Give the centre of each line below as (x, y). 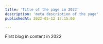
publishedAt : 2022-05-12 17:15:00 (40, 18)
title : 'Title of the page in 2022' (42, 9)
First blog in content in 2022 (33, 36)
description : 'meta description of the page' (52, 14)
